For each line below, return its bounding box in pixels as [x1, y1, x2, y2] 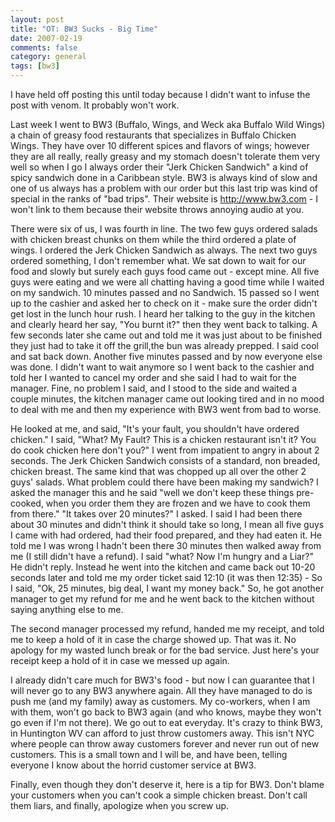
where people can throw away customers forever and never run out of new [10, 738, 320, 750]
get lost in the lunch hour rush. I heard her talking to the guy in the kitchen [10, 308, 316, 320]
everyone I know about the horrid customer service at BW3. [10, 759, 257, 771]
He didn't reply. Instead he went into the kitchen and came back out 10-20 [10, 561, 316, 573]
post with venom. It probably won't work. [10, 99, 180, 111]
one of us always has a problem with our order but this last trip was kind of [10, 182, 319, 194]
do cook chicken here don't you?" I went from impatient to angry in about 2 [10, 444, 320, 456]
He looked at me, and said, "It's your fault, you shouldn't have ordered [10, 423, 300, 435]
